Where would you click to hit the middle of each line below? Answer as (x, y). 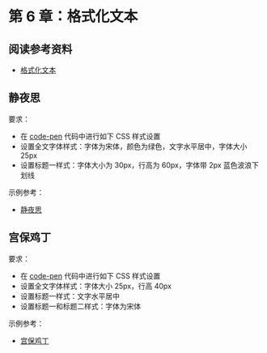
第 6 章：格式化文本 (73, 17)
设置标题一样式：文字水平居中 (70, 296)
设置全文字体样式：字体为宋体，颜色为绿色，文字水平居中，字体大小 (133, 146)
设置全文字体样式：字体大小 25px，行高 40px (96, 286)
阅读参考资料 (40, 49)
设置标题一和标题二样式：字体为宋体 (81, 306)
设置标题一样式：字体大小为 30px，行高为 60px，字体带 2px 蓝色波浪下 (139, 165)
